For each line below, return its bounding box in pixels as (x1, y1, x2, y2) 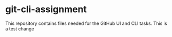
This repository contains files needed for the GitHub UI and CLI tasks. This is (5, 20, 167, 26)
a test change (5, 25, 34, 31)
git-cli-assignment (5, 4, 87, 15)
